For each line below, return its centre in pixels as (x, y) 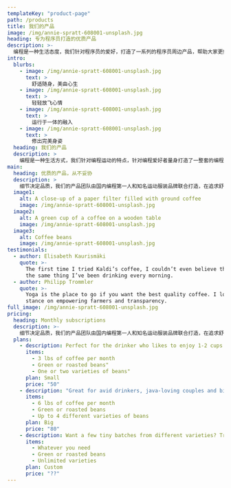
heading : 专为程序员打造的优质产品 (52, 39)
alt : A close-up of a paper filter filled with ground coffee (110, 199)
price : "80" (42, 429)
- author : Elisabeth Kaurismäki (60, 256)
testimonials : (27, 250)
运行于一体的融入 (53, 122)
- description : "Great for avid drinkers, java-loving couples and (118, 390)
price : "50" (42, 384)
